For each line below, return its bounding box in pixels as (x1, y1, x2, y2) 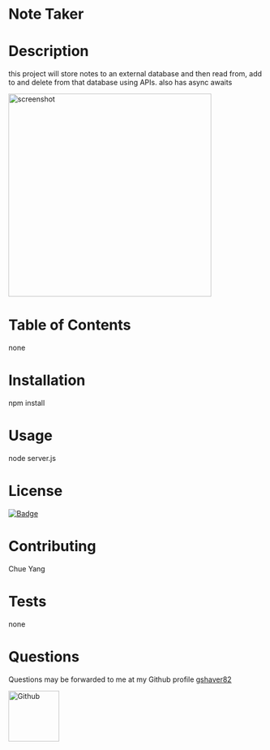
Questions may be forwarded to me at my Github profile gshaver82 (8, 675, 233, 684)
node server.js (8, 453, 57, 463)
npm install (8, 399, 45, 407)
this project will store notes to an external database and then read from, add (8, 69, 262, 79)
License (8, 482, 63, 500)
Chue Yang (8, 563, 46, 573)
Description (8, 42, 89, 61)
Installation (8, 371, 86, 390)
